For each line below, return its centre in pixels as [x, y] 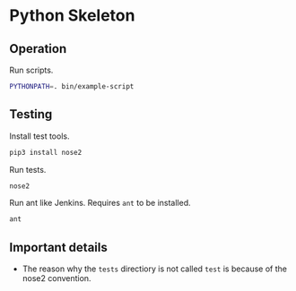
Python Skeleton [72, 16]
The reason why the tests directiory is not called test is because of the [154, 269]
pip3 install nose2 [46, 152]
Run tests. [28, 169]
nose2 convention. [57, 278]
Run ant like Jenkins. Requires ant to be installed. [100, 203]
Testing [31, 114]
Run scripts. [31, 70]
